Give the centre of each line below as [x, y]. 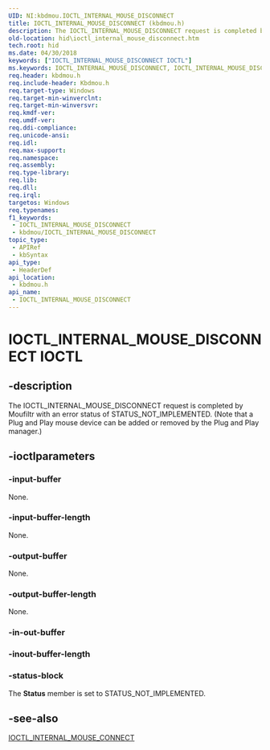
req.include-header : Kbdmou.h [59, 83]
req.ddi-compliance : [43, 128]
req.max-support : [37, 150]
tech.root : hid [34, 46]
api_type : [25, 262]
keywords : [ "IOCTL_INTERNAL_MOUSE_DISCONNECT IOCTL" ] [100, 61]
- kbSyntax [30, 255]
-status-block [36, 676]
